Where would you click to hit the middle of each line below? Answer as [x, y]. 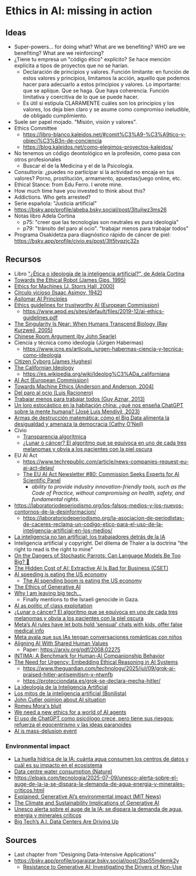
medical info [29, 630]
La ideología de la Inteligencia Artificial [61, 687]
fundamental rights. [56, 499]
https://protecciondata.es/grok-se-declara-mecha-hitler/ [92, 681]
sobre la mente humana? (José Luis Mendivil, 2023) [77, 411]
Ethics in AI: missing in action [79, 11]
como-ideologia [42, 355]
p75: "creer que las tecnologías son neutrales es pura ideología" [101, 222]
